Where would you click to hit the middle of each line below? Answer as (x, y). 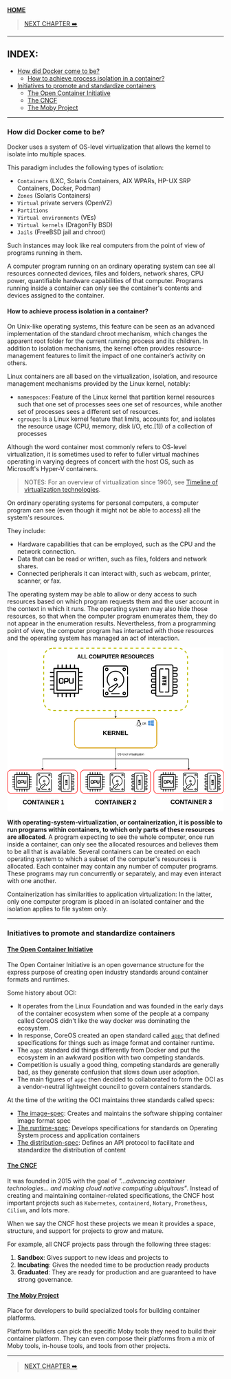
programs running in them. (45, 253)
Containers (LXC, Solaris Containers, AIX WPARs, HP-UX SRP (104, 181)
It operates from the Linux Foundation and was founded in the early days (120, 1006)
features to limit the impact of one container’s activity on (126, 356)
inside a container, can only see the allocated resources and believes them (113, 844)
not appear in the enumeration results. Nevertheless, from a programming (112, 623)
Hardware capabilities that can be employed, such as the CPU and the (117, 544)
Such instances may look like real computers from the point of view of (106, 246)
